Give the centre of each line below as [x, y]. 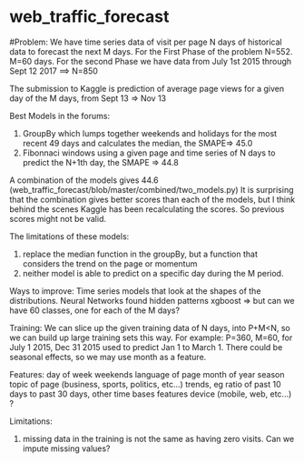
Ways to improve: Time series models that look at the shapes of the [135, 291]
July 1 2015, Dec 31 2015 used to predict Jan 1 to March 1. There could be [146, 347]
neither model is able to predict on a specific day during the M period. [153, 273]
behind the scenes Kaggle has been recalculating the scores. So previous [147, 209]
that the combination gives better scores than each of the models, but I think [152, 199]
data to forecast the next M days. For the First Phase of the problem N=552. [151, 51]
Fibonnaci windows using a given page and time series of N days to [149, 153]
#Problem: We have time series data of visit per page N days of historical [146, 42]
